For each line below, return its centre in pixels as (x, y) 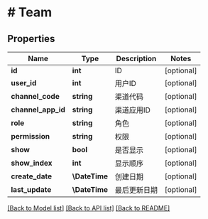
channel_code (35, 96)
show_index (32, 163)
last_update (31, 189)
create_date (31, 176)
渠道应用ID (133, 110)
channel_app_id (38, 109)
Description (136, 59)
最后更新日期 (136, 190)
